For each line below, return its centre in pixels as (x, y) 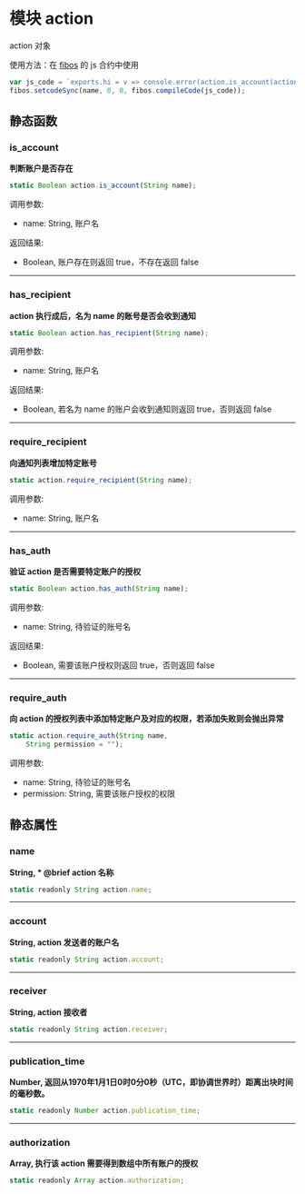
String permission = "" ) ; (75, 744)
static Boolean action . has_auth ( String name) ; (99, 588)
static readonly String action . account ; (87, 960)
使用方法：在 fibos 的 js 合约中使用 (74, 65)
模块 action (51, 19)
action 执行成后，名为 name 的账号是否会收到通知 (103, 315)
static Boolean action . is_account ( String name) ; (103, 186)
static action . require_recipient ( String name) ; (101, 480)
